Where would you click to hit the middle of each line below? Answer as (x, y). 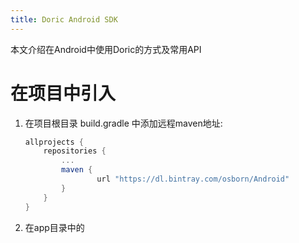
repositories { (75, 151)
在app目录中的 (54, 227)
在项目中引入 (63, 93)
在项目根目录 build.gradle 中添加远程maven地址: (123, 123)
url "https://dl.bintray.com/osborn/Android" (193, 179)
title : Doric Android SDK (64, 19)
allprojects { (54, 142)
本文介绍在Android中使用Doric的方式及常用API (106, 49)
